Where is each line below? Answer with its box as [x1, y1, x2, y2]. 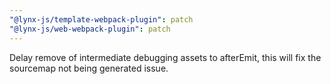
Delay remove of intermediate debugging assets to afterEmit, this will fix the [9, 51, 322, 63]
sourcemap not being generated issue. [9, 62, 169, 74]
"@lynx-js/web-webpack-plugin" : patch [9, 24, 171, 34]
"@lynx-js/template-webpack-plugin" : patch [9, 14, 194, 25]
